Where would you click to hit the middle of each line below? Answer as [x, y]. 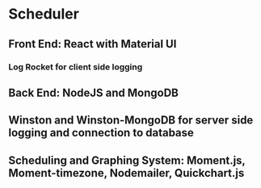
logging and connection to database [101, 133]
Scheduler [44, 14]
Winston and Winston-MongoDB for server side [131, 121]
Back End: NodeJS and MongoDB [94, 92]
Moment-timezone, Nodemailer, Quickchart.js [126, 173]
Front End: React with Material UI [93, 44]
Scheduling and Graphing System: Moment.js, [127, 160]
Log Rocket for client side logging [76, 67]
